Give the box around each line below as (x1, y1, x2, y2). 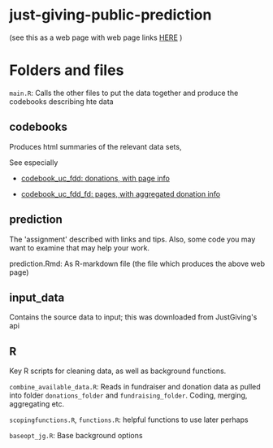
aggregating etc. (9, 399, 65, 409)
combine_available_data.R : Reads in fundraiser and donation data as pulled (9, 382, 261, 392)
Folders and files (9, 61, 124, 80)
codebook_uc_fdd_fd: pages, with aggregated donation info (20, 189, 221, 198)
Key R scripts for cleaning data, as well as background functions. (9, 366, 227, 376)
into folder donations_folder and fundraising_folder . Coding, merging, (9, 390, 248, 400)
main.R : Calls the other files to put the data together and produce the (9, 88, 239, 98)
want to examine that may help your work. (9, 242, 149, 253)
